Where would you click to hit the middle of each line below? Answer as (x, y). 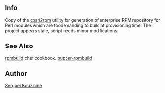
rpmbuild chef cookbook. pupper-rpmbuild (49, 58)
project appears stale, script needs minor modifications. (62, 30)
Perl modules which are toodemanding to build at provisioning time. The (78, 25)
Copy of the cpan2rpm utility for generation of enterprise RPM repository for (82, 20)
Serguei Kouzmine (24, 86)
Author (16, 74)
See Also (19, 46)
